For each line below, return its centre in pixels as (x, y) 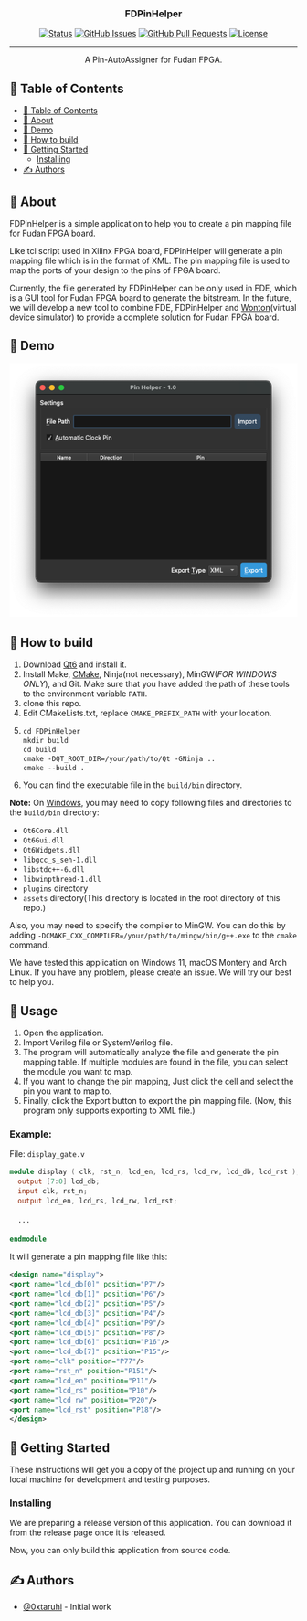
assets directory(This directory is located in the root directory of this (151, 898)
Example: (31, 1134)
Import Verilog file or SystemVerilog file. (98, 1043)
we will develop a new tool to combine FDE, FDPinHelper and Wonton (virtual (153, 307)
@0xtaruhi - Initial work (67, 1607)
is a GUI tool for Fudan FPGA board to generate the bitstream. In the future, (151, 297)
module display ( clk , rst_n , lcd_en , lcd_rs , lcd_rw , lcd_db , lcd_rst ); (155, 1172)
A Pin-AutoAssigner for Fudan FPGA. (153, 60)
